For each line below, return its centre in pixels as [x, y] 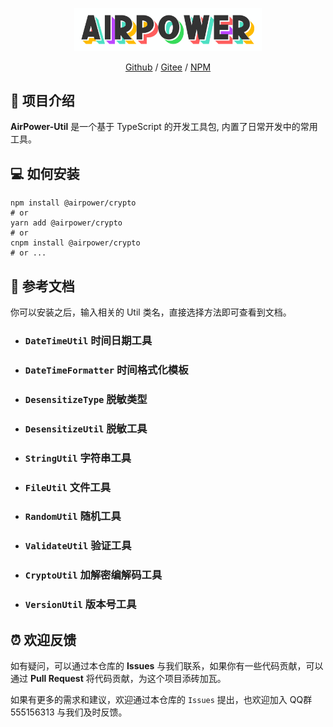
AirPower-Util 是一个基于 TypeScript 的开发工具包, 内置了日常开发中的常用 [164, 127]
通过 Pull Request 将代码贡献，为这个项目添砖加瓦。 [118, 679]
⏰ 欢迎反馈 [43, 639]
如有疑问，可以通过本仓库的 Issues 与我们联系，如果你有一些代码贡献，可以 [167, 666]
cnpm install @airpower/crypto [75, 243]
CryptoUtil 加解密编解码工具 [93, 575]
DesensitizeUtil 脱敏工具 [86, 428]
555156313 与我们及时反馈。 [69, 712]
